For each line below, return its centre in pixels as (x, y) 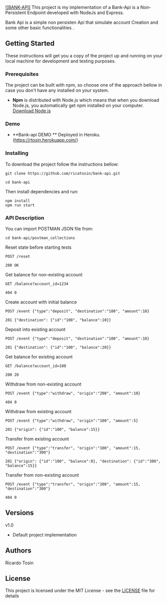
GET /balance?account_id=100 (36, 366)
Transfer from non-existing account (42, 475)
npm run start (20, 205)
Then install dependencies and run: (42, 191)
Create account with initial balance (41, 302)
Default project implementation (45, 535)
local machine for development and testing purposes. (61, 61)
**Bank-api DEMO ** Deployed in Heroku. (56, 135)
